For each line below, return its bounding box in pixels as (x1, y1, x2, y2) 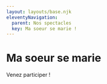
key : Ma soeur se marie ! (11, 25, 77, 32)
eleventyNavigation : (6, 14, 59, 20)
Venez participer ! (6, 71, 51, 79)
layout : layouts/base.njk (6, 8, 71, 15)
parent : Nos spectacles (11, 20, 71, 26)
